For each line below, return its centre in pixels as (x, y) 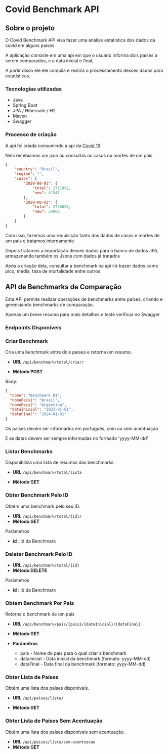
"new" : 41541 (46, 193)
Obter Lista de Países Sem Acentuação (54, 721)
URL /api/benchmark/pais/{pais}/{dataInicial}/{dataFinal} (76, 624)
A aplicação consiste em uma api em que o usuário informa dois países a (81, 55)
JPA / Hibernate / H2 (34, 111)
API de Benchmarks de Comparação (63, 287)
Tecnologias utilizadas (34, 88)
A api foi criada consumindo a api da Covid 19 (53, 146)
